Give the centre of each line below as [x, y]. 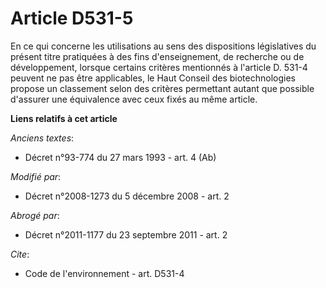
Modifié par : [36, 176]
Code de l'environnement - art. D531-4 [104, 273]
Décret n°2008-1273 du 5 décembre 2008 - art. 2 [127, 196]
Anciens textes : [42, 138]
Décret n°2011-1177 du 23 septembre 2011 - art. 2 [126, 234]
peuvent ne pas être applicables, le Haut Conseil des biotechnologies [153, 78]
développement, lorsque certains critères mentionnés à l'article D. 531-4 [159, 67]
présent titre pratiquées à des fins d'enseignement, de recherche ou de [157, 56]
